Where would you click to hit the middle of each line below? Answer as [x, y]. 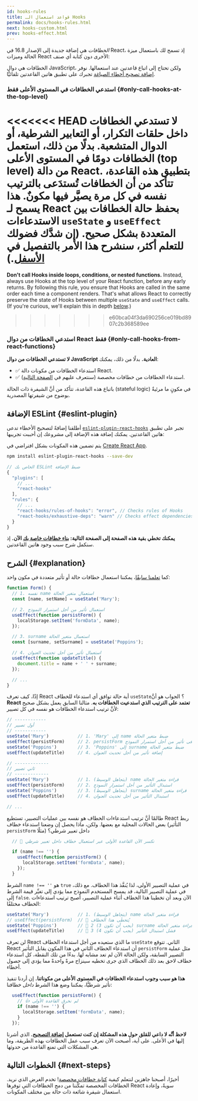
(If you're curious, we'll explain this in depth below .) [69, 306]
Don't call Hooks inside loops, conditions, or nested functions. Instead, [95, 275]
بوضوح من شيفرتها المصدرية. [38, 395]
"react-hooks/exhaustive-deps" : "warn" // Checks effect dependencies [105, 516]
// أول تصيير [20, 725]
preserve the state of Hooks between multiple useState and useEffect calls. [98, 300]
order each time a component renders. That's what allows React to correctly [99, 293]
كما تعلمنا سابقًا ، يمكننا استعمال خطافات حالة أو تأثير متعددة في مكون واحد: [88, 577]
